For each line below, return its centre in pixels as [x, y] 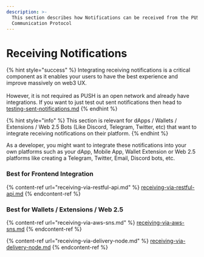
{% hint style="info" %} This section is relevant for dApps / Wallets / [92, 121]
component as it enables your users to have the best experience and [92, 77]
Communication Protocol [42, 23]
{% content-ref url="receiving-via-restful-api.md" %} [73, 187]
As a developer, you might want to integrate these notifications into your [97, 145]
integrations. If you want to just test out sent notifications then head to [94, 102]
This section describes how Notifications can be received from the [100, 18]
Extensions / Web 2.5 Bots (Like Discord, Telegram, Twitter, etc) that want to [102, 127]
